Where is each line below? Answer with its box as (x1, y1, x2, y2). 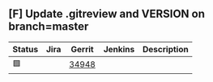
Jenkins (103, 43, 135, 55)
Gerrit (70, 43, 95, 55)
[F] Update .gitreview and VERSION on (8, 7, 205, 21)
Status (12, 43, 39, 55)
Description (143, 43, 189, 55)
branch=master (8, 20, 89, 34)
